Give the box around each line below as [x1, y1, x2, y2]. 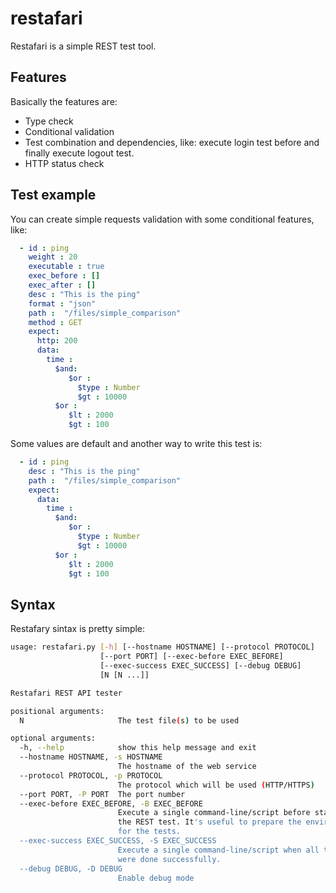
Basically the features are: [10, 95, 118, 107]
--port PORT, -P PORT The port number [19, 789, 186, 799]
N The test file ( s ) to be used [19, 715, 240, 726]
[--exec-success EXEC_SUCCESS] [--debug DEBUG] [99, 661, 302, 671]
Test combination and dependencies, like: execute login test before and [24, 136, 320, 148]
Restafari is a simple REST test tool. [10, 40, 157, 52]
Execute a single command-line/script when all [117, 845, 320, 855]
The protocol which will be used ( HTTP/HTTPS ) [117, 780, 315, 790]
